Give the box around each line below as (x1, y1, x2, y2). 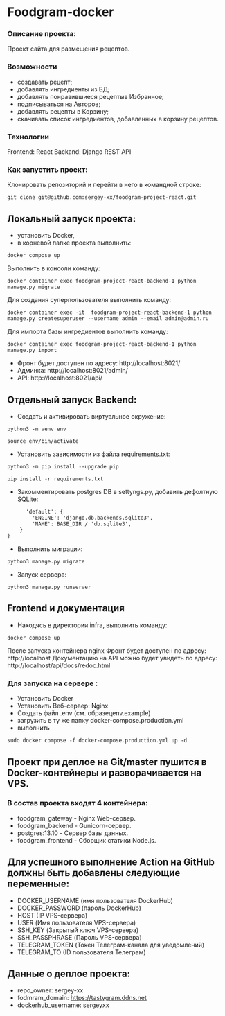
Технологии (7, 132, 50, 141)
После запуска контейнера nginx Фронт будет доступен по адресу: (7, 646, 206, 655)
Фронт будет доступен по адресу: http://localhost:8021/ (17, 359, 181, 367)
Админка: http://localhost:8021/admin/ (17, 367, 128, 375)
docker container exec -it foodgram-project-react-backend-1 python (7, 309, 213, 316)
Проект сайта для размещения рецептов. (7, 44, 130, 53)
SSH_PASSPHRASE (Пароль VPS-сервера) (17, 933, 142, 941)
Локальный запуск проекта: (7, 213, 136, 225)
